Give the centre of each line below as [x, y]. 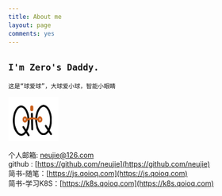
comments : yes [32, 33]
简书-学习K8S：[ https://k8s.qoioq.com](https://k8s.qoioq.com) [111, 183]
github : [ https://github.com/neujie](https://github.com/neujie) [109, 163]
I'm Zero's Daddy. [54, 67]
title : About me [35, 17]
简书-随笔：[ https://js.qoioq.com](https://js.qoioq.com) [98, 173]
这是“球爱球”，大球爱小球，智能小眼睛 [62, 86]
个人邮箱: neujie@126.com [51, 155]
